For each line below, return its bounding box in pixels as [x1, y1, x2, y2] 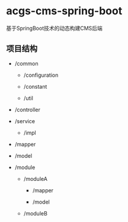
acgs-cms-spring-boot [6, 4, 123, 18]
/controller [14, 106, 40, 113]
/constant [23, 83, 47, 90]
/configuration [23, 71, 59, 79]
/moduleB [23, 210, 47, 217]
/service [14, 117, 36, 124]
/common [14, 60, 39, 67]
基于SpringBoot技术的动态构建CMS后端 [6, 24, 103, 32]
